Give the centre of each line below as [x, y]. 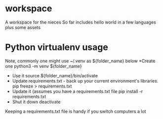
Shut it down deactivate [36, 102]
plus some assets [23, 27]
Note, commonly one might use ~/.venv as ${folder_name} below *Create [80, 61]
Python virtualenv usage [57, 47]
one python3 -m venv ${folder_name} [44, 66]
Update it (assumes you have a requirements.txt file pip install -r [78, 91]
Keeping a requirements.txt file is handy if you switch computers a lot [76, 111]
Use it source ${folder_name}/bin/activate [55, 75]
